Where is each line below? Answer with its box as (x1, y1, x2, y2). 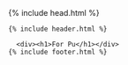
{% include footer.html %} (8, 47, 108, 56)
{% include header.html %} (8, 25, 108, 33)
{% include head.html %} (8, 8, 100, 18)
